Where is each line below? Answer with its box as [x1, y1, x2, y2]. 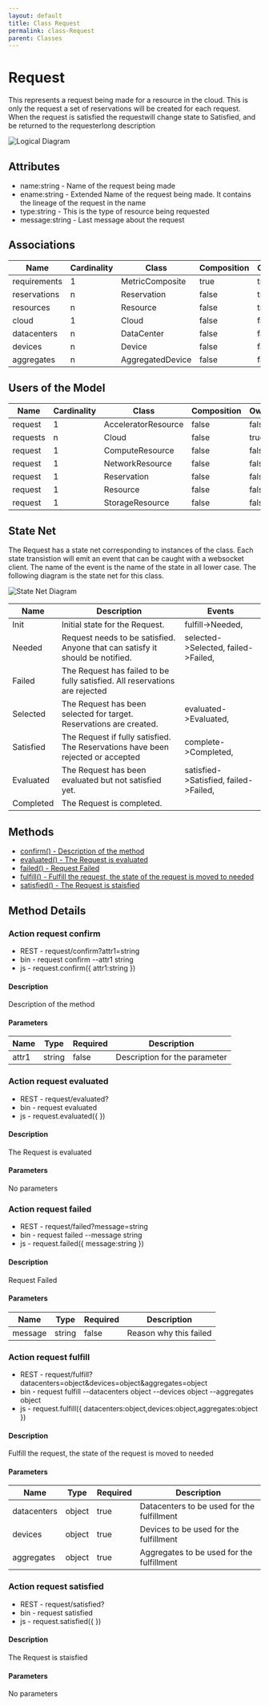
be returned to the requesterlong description [8, 121, 156, 131]
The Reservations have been [61, 742, 170, 753]
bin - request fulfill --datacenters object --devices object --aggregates [19, 1386, 254, 1397]
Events [207, 605, 235, 617]
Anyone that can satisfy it [61, 642, 158, 653]
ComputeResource [103, 445, 175, 456]
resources [12, 302, 50, 313]
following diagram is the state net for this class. [8, 571, 164, 580]
